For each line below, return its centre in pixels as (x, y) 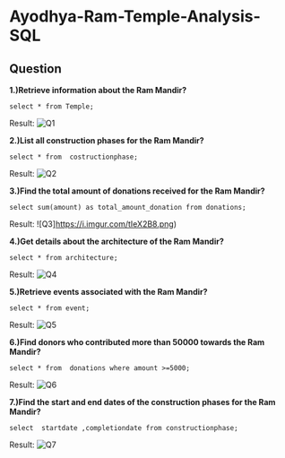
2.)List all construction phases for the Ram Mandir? (107, 140)
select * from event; (50, 308)
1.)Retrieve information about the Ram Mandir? (98, 90)
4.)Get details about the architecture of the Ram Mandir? (117, 241)
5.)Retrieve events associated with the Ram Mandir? (108, 292)
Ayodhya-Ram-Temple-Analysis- (135, 17)
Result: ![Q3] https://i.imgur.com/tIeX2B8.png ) (93, 224)
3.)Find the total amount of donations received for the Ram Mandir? (138, 191)
